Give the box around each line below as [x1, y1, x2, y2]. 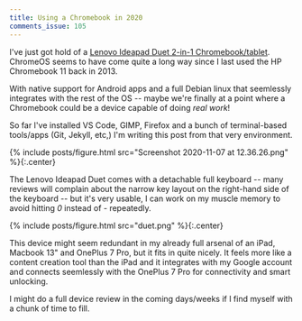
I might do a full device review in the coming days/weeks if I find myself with [9, 293, 293, 304]
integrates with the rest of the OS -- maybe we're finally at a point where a [9, 92, 286, 104]
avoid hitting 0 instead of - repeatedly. [9, 202, 151, 213]
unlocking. [9, 276, 49, 287]
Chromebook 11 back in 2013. [9, 65, 118, 77]
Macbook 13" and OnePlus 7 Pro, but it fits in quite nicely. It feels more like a [9, 247, 292, 258]
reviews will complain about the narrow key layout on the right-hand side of [9, 183, 290, 194]
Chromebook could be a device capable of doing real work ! [9, 102, 231, 113]
